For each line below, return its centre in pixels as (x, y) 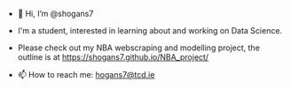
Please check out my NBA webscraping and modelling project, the (138, 48)
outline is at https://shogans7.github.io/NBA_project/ (113, 57)
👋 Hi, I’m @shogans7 (55, 14)
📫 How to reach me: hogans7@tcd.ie (86, 74)
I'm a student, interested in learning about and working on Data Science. (149, 30)
